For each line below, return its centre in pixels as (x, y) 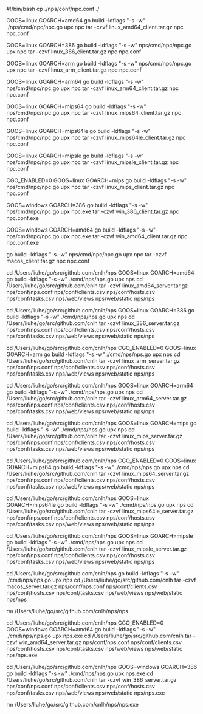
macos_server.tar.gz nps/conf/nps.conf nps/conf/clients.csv (82, 586)
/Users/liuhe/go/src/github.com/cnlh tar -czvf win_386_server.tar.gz (92, 680)
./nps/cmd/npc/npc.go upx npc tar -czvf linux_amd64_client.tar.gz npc (95, 27)
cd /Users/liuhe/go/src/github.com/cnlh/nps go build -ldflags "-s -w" (93, 573)
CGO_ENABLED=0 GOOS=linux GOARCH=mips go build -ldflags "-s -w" (97, 180)
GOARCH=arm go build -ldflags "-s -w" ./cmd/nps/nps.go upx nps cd (93, 354)
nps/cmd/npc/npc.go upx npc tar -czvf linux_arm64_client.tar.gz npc (93, 88)
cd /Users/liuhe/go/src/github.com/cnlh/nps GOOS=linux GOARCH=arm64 (100, 386)
